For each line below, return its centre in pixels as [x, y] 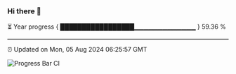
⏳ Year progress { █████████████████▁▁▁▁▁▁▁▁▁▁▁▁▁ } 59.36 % [117, 27]
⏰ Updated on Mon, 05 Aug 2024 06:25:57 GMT [77, 50]
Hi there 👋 [25, 11]
